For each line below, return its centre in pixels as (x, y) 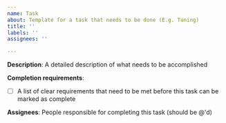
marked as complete (46, 99)
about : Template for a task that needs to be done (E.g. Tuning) (103, 20)
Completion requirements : (46, 78)
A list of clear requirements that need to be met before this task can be (118, 91)
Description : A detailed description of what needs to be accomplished (107, 65)
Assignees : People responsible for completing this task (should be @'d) (110, 112)
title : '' (21, 26)
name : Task (23, 13)
